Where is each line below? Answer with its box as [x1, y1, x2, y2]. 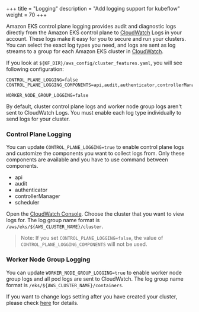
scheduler [14, 199, 40, 206]
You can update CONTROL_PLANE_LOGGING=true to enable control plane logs [6, 144, 185, 151]
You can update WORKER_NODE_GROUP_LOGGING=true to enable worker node [6, 269, 182, 276]
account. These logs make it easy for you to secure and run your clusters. [6, 35, 187, 42]
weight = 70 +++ [6, 11, 47, 18]
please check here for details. [6, 299, 79, 306]
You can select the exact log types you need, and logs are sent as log [6, 41, 176, 48]
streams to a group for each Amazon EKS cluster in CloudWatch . [6, 48, 164, 55]
